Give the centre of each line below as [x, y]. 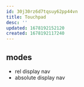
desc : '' [17, 22]
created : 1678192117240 [35, 34]
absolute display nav [40, 78]
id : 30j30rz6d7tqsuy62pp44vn [42, 11]
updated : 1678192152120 [35, 28]
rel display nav [32, 71]
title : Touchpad [26, 17]
